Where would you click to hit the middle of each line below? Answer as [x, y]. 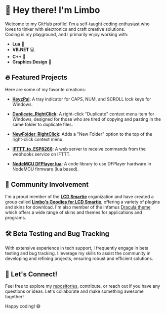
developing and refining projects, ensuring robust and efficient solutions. [79, 259]
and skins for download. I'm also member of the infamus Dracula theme [78, 207]
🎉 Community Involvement [47, 184]
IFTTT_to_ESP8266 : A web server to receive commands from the [79, 149]
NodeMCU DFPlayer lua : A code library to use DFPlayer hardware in [82, 163]
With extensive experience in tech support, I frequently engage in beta [77, 248]
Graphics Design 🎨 [32, 62]
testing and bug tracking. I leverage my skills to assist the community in [78, 253]
